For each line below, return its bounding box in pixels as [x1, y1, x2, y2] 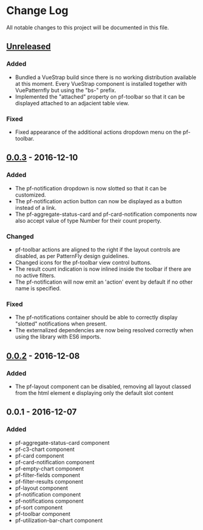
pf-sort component [15, 503, 63, 511]
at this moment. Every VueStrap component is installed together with [15, 80, 187, 87]
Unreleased [6, 41, 52, 52]
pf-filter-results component [15, 478, 84, 485]
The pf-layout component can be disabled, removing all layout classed [15, 383, 191, 390]
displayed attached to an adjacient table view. [15, 99, 130, 106]
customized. [15, 191, 47, 198]
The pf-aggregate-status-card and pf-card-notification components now [15, 211, 198, 218]
